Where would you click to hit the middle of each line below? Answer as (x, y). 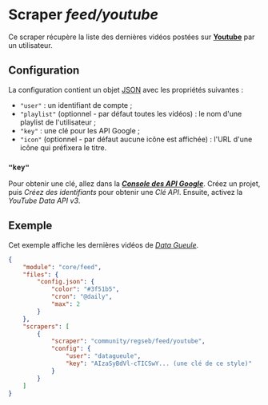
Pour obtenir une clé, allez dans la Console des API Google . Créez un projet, (134, 184)
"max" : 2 (66, 304)
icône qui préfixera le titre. (63, 147)
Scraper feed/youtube (83, 15)
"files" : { (41, 274)
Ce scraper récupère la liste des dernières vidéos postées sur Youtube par (132, 37)
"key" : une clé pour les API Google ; (80, 130)
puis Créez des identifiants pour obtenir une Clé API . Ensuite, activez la (126, 193)
